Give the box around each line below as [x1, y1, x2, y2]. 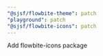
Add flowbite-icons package [7, 42, 88, 50]
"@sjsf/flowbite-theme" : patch [7, 10, 97, 17]
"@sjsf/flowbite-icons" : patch [7, 23, 97, 29]
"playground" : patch [7, 16, 67, 23]
